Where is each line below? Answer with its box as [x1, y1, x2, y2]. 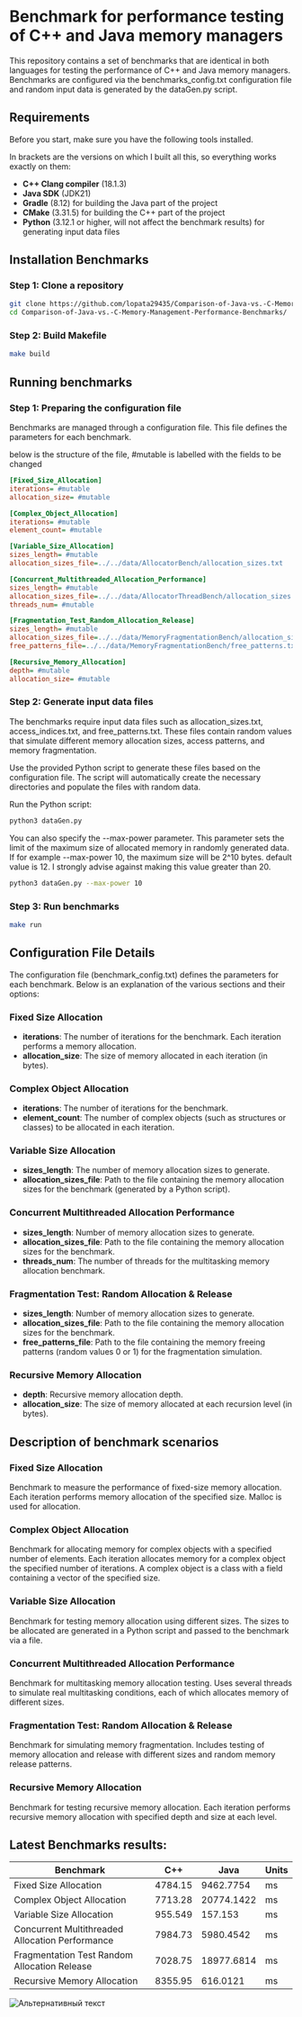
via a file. [9, 1634, 43, 1645]
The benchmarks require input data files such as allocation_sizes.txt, [9, 716, 263, 726]
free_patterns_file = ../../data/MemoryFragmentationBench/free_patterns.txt [9, 642, 299, 651]
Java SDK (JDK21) [22, 187, 92, 199]
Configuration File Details [9, 945, 155, 960]
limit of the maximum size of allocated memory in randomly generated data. [9, 842, 289, 852]
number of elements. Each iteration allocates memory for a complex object [9, 1553, 286, 1564]
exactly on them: [9, 160, 72, 172]
